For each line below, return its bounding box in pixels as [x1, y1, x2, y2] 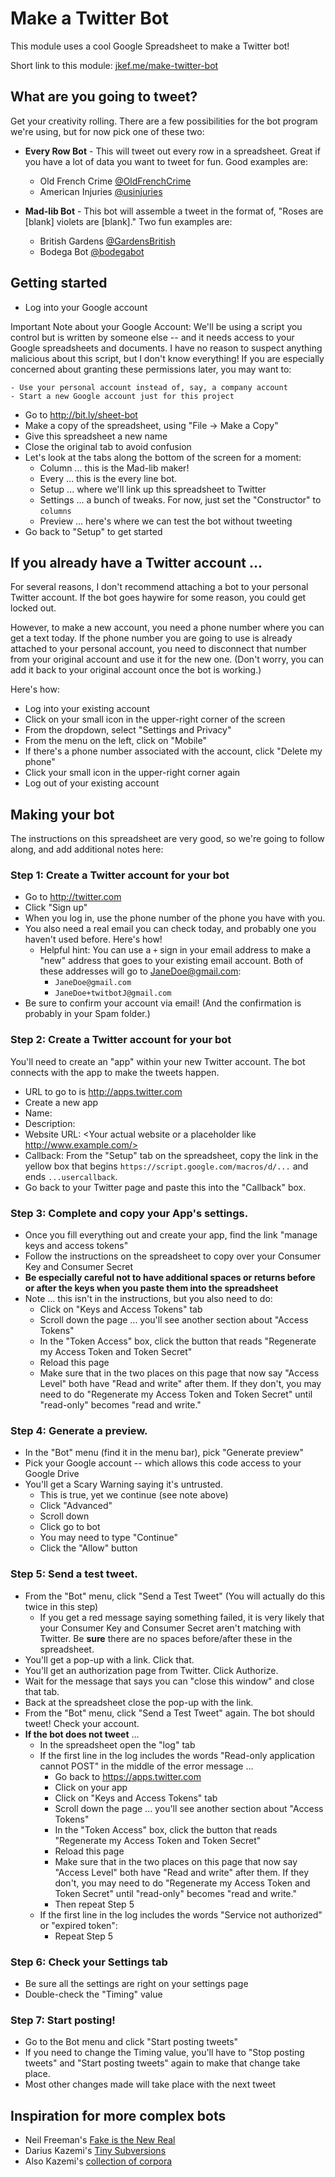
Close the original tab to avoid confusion [24, 440, 192, 452]
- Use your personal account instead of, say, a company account [10, 382, 288, 392]
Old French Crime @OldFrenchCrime [39, 175, 192, 187]
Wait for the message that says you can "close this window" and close [24, 1675, 315, 1687]
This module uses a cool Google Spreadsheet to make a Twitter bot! [10, 40, 290, 52]
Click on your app [54, 1781, 128, 1793]
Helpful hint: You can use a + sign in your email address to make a [39, 944, 312, 956]
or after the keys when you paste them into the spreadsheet [24, 1282, 279, 1294]
